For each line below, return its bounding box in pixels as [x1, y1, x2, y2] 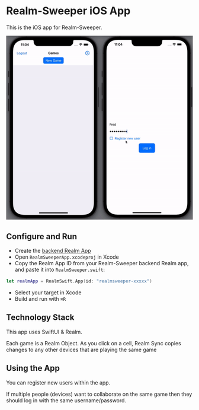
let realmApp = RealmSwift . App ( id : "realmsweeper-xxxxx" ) [6, 278, 152, 284]
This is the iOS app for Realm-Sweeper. [6, 24, 102, 31]
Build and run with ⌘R [14, 295, 66, 303]
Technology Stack [6, 313, 75, 323]
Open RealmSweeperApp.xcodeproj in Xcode [14, 253, 120, 260]
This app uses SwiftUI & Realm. [6, 328, 82, 335]
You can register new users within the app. [6, 379, 111, 386]
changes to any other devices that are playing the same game [6, 346, 157, 353]
